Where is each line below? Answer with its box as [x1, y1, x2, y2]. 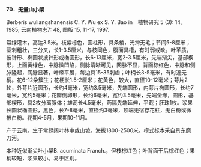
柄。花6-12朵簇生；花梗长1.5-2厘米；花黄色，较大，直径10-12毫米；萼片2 [6, 76, 188, 83]
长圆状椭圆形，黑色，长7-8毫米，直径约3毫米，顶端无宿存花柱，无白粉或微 [6, 106, 192, 114]
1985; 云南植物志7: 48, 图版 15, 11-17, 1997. [6, 26, 110, 33]
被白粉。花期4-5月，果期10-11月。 [6, 114, 91, 121]
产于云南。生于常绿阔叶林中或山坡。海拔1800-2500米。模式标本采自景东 [6, 127, 186, 134]
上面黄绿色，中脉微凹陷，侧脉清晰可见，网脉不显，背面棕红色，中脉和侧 [16, 61, 196, 68]
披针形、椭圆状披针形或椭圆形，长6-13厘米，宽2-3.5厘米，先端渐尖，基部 [6, 54, 188, 61]
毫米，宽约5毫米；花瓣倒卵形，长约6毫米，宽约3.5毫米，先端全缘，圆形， [6, 91, 189, 99]
